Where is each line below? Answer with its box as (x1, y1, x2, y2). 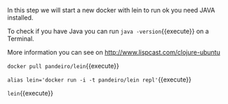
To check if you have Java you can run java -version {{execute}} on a (7, 27, 209, 35)
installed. (7, 13, 34, 22)
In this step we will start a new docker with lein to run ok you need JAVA (7, 6, 215, 14)
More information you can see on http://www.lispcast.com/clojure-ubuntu (7, 48, 221, 56)
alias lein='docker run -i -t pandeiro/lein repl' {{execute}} (7, 75, 192, 84)
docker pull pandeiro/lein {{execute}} (7, 62, 119, 70)
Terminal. (7, 34, 34, 43)
